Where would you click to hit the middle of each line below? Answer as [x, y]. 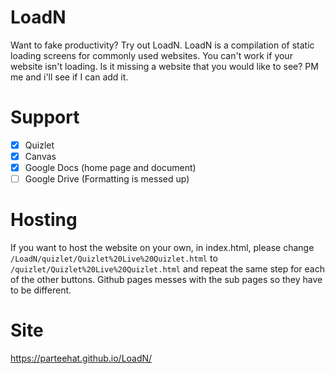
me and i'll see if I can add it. [69, 77]
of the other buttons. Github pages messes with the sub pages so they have [166, 280]
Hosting [44, 220]
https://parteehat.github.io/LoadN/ [81, 358]
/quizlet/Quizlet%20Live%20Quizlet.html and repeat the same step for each [167, 269]
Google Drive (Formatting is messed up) [107, 179]
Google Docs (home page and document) [110, 167]
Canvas [40, 156]
